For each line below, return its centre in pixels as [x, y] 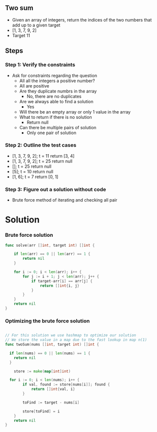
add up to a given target [36, 25]
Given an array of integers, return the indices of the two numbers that [82, 20]
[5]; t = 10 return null [33, 171]
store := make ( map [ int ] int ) [42, 371]
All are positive [34, 86]
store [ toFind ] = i [41, 411]
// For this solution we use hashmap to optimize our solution [71, 335]
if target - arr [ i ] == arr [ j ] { [62, 281]
